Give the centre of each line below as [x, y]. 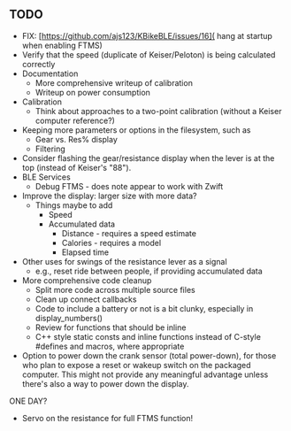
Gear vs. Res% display [76, 139]
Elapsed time [85, 252]
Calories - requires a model [111, 242]
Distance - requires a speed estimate [129, 233]
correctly [38, 64]
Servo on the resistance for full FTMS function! [107, 418]
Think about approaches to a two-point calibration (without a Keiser [158, 111]
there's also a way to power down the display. [105, 383]
